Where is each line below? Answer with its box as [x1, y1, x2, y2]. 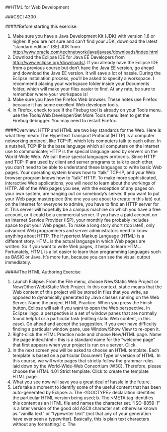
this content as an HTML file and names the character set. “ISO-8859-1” [12, 400, 161, 406]
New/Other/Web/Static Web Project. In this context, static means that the [12, 284, 162, 290]
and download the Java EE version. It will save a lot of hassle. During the [12, 70, 161, 76]
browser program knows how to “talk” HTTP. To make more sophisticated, [5, 175, 158, 180]
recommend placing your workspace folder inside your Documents [12, 81, 150, 86]
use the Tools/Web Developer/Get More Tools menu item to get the [12, 112, 150, 118]
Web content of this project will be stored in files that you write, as [12, 289, 148, 295]
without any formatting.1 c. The [12, 421, 76, 427]
